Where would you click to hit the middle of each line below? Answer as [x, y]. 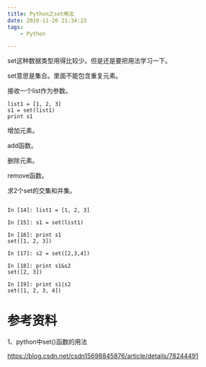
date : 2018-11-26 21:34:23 [47, 21]
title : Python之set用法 [41, 14]
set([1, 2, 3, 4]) [34, 291]
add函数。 [22, 146]
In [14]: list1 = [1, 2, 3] [49, 210]
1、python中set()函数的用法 [47, 342]
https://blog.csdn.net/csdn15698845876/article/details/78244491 [103, 356]
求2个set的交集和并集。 [42, 191]
